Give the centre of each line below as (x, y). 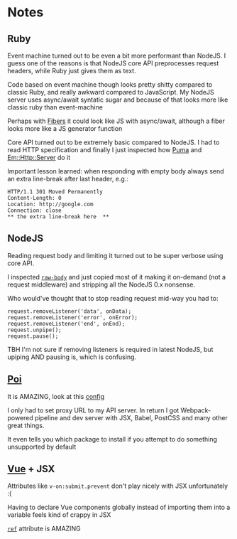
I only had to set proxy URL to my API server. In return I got (93, 410)
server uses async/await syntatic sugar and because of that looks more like (118, 100)
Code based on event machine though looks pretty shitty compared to (110, 85)
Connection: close (34, 210)
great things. (26, 425)
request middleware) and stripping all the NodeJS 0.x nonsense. (101, 284)
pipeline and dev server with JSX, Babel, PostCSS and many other (131, 417)
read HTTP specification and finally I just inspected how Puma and (105, 150)
